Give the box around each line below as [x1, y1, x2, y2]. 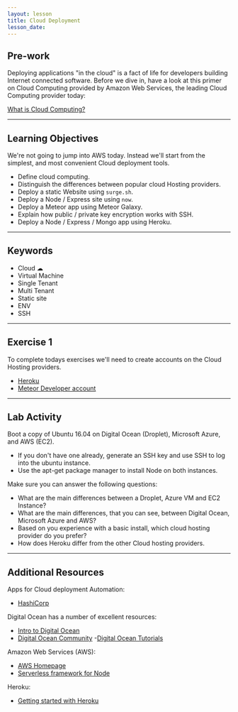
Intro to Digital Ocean [17, 626, 80, 635]
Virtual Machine [17, 271, 64, 280]
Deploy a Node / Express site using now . [17, 195, 133, 203]
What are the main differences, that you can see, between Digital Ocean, [17, 509, 230, 517]
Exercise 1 [7, 336, 53, 349]
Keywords [7, 245, 53, 257]
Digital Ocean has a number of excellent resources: [7, 613, 157, 621]
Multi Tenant [17, 286, 55, 295]
